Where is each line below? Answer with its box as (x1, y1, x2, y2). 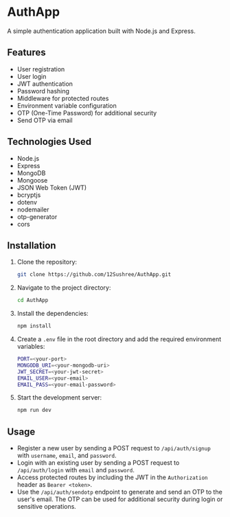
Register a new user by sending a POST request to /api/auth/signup (16, 444, 211, 452)
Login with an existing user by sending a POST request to (16, 459, 180, 467)
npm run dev (16, 406, 51, 414)
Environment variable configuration (16, 101, 117, 110)
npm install (16, 323, 51, 330)
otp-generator (16, 212, 58, 220)
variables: (16, 343, 45, 350)
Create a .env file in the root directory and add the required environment (16, 335, 222, 343)
